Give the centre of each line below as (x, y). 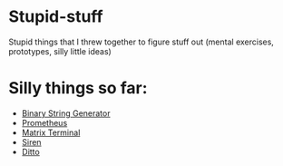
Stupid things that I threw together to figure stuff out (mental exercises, (141, 42)
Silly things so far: (78, 88)
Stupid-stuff (56, 17)
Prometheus (44, 122)
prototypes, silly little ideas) (60, 51)
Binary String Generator (66, 113)
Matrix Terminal (51, 132)
